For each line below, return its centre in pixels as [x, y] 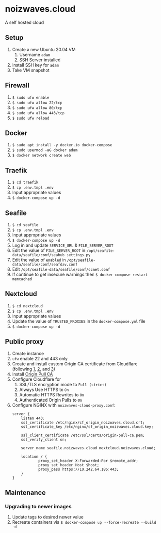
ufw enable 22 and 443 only [40, 358]
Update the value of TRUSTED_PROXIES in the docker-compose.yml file [79, 321]
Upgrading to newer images [38, 506]
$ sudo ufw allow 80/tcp [37, 108]
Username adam [35, 54]
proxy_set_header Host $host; [69, 465]
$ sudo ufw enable [31, 98]
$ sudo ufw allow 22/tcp [37, 103]
